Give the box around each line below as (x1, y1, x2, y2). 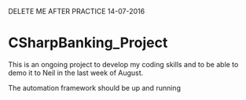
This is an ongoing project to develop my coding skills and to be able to (8, 59, 239, 69)
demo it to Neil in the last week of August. (8, 68, 144, 77)
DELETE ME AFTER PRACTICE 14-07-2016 (8, 7, 145, 16)
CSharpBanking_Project (8, 34, 168, 52)
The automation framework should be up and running (8, 83, 181, 92)
